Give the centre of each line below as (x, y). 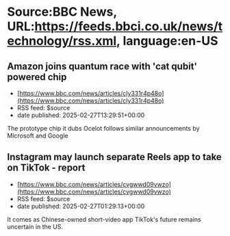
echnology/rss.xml (62, 41)
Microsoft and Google (38, 135)
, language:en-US (167, 41)
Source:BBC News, (62, 12)
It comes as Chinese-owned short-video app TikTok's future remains (104, 219)
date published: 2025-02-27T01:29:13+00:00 (81, 206)
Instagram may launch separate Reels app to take (115, 157)
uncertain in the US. (35, 226)
